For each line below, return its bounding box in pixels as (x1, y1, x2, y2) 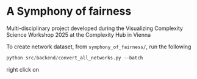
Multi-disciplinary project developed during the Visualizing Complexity (6, 24, 183, 32)
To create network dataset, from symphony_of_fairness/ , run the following (6, 43, 192, 50)
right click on (6, 66, 40, 73)
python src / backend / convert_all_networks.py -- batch (6, 55, 143, 61)
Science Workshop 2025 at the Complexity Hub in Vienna (6, 31, 151, 38)
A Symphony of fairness (6, 4, 132, 18)
